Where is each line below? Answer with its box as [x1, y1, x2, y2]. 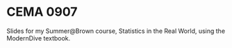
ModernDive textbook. [6, 34, 71, 42]
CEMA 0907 [6, 4, 78, 20]
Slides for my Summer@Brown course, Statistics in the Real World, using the [6, 27, 226, 35]
